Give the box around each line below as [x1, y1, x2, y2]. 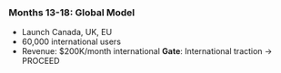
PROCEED [21, 56, 60, 67]
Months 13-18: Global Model [8, 6, 135, 19]
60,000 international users [21, 36, 122, 47]
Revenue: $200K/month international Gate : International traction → [21, 46, 273, 57]
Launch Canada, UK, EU [21, 27, 113, 38]
